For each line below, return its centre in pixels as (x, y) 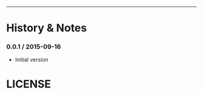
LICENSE (29, 84)
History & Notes (47, 28)
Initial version (31, 60)
